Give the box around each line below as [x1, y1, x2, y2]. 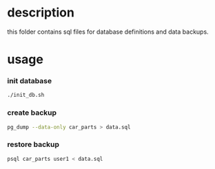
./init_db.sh [7, 91, 45, 99]
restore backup [7, 139, 60, 149]
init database [7, 76, 52, 86]
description [7, 5, 74, 21]
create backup [7, 108, 57, 117]
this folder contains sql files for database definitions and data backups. [7, 27, 209, 36]
